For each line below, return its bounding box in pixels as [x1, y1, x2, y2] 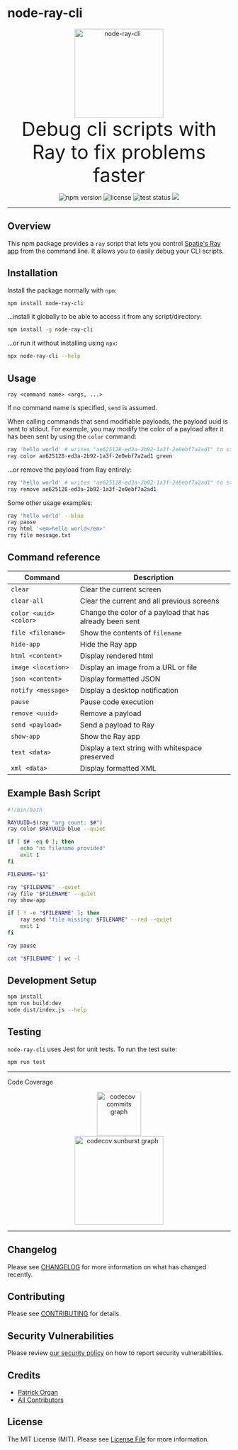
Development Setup [7, 974, 97, 986]
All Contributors [17, 1395, 64, 1404]
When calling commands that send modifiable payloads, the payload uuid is [7, 417, 228, 426]
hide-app [11, 640, 40, 648]
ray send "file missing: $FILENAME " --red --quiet [20, 916, 173, 924]
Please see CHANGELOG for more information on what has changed [7, 1262, 207, 1271]
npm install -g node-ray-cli [7, 326, 93, 334]
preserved [79, 752, 115, 761]
